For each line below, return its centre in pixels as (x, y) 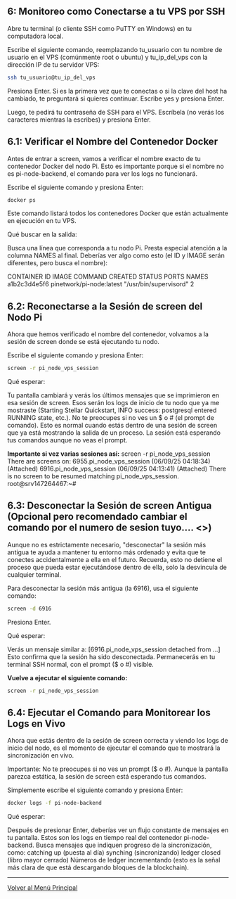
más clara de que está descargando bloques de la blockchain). (98, 867)
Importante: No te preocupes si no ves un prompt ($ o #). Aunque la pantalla (118, 769)
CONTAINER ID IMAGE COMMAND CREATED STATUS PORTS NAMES (108, 276)
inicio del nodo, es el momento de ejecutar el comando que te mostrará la (114, 748)
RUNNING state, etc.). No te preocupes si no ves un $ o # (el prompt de (111, 418)
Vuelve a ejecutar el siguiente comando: (67, 677)
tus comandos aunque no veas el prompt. (67, 440)
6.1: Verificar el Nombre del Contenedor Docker (113, 142)
